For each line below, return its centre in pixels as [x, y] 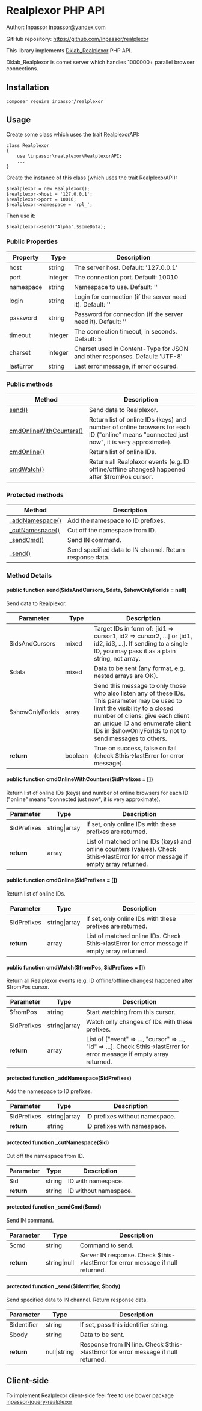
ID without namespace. [100, 1191]
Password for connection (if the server [129, 314]
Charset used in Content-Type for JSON [131, 349]
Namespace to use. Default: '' [116, 287]
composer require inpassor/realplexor [55, 101]
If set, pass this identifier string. [124, 1325]
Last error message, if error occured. [126, 366]
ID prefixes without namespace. [131, 1117]
